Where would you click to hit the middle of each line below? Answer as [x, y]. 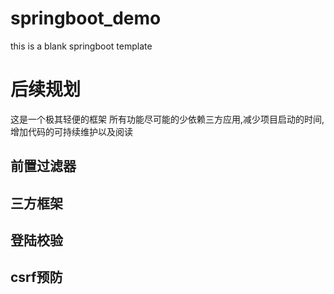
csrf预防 [36, 277]
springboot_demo [86, 18]
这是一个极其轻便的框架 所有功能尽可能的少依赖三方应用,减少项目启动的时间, [167, 119]
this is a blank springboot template [81, 46]
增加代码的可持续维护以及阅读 [71, 131]
